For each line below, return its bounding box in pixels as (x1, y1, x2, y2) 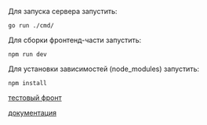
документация (8, 109, 57, 117)
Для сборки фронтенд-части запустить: (8, 35, 142, 45)
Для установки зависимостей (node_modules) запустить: (8, 64, 200, 73)
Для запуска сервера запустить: (8, 7, 118, 16)
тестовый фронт (8, 93, 62, 102)
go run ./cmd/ (8, 22, 55, 30)
